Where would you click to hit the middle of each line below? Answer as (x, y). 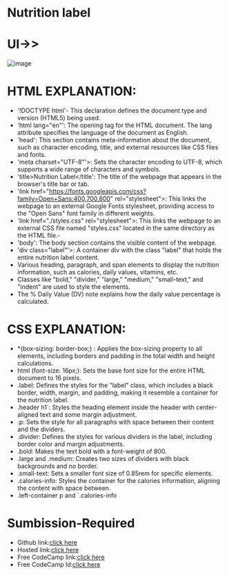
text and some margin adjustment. (88, 415)
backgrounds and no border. (58, 466)
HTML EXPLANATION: (72, 92)
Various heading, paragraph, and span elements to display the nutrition (118, 265)
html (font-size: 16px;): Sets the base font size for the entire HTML (111, 370)
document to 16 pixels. (49, 378)
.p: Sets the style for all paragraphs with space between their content (116, 422)
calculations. (35, 363)
